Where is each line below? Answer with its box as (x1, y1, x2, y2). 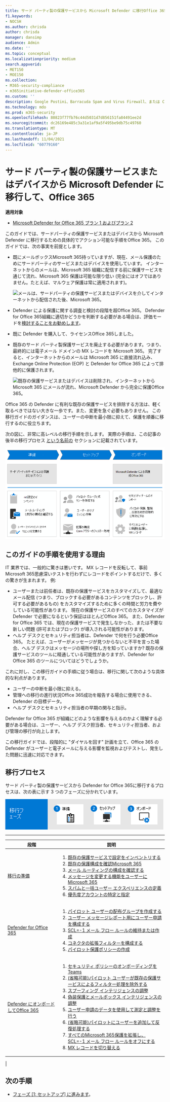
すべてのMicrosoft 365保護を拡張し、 (67, 1032, 146, 1038)
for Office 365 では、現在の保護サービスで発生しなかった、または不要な (12, 619, 163, 626)
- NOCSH (5, 19, 22, 24)
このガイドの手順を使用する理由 (5, 550, 105, 559)
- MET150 (5, 67, 24, 72)
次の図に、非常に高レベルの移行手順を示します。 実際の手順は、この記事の (5, 431, 161, 437)
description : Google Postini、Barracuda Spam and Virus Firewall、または (5, 99, 160, 104)
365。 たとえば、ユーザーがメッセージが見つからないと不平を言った (12, 639, 155, 645)
